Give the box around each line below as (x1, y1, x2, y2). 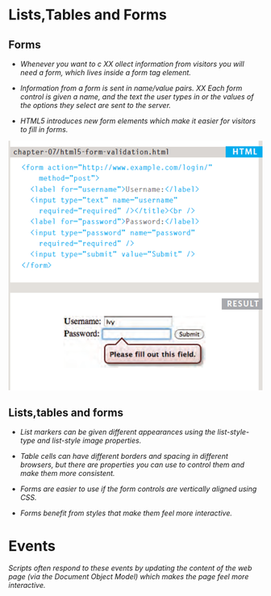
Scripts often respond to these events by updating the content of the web (8, 563, 252, 573)
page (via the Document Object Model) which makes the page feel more (8, 572, 249, 581)
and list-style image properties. (37, 436, 142, 445)
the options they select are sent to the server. (19, 101, 172, 110)
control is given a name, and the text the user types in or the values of (19, 92, 254, 102)
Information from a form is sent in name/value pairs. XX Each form (19, 83, 243, 93)
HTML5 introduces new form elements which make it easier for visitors (19, 116, 256, 126)
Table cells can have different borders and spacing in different (19, 452, 228, 461)
